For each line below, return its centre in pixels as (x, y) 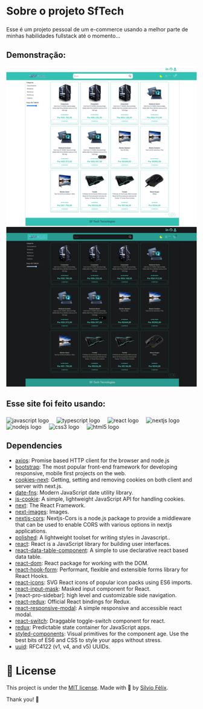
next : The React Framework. (50, 505)
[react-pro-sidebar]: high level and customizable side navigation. (96, 595)
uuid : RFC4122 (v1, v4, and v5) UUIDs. (63, 646)
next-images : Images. (42, 512)
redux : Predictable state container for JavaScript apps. (83, 627)
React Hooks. (32, 576)
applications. (31, 531)
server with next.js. (39, 486)
